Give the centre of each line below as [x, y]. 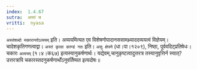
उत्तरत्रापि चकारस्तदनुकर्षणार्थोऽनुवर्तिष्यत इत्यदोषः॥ [53, 60]
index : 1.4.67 [25, 12]
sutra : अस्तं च [24, 17]
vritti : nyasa [25, 23]
